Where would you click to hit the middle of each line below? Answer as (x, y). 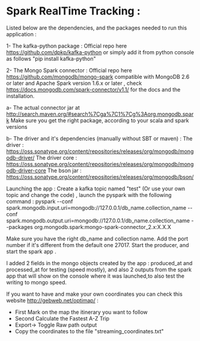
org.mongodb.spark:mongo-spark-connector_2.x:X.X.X (102, 227)
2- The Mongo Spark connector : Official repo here (69, 70)
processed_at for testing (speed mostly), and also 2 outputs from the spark (99, 269)
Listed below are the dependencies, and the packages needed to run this (97, 28)
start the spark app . (31, 251)
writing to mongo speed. (37, 282)
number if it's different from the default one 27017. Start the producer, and (98, 245)
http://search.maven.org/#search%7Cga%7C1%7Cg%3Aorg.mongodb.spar (100, 114)
